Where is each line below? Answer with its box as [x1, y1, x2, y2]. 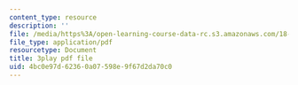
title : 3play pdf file [9, 54, 93, 63]
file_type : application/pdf [9, 37, 114, 47]
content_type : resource [9, 12, 98, 22]
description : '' [9, 21, 69, 30]
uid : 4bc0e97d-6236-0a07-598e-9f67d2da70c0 [9, 63, 173, 72]
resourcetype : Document [9, 46, 98, 55]
